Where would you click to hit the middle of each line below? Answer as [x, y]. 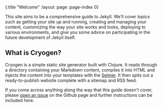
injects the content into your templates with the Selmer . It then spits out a [79, 75]
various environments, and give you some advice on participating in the [78, 32]
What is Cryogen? [33, 53]
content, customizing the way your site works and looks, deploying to [76, 27]
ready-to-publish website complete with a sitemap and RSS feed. [71, 80]
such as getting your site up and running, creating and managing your [76, 22]
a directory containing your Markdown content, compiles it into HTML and [80, 70]
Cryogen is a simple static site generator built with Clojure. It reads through [81, 65]
